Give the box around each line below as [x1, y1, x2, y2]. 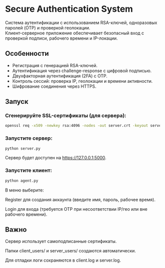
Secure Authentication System [5, 3, 134, 15]
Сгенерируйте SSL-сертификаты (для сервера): [5, 112, 127, 119]
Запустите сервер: [5, 135, 53, 142]
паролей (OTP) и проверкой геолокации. [5, 24, 91, 30]
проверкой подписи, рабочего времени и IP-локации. [5, 35, 118, 41]
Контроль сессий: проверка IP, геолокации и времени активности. [12, 78, 153, 84]
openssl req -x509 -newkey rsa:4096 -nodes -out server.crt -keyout [5, 123, 148, 128]
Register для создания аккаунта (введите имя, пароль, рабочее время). [5, 196, 156, 202]
